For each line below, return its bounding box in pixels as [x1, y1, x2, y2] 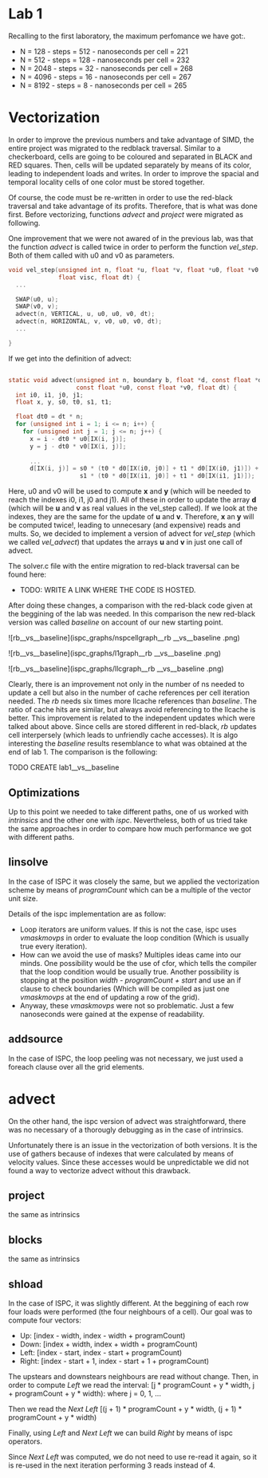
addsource [8, 1032, 64, 1046]
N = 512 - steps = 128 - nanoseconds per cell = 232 [19, 55, 190, 65]
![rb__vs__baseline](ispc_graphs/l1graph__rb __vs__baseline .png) [8, 648, 222, 658]
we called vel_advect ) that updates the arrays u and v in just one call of [8, 538, 243, 547]
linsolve [8, 855, 49, 869]
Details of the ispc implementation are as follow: [8, 908, 166, 918]
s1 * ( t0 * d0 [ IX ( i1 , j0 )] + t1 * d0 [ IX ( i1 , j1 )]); [79, 472, 255, 480]
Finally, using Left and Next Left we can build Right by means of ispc [8, 1428, 234, 1437]
